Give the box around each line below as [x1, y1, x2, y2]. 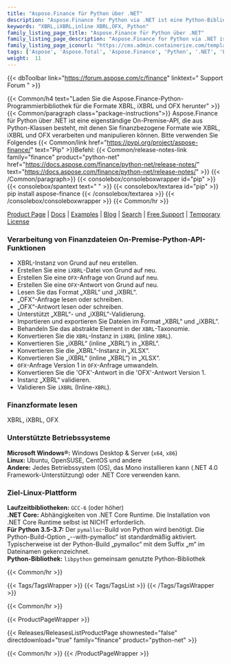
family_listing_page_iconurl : [7, 42, 94, 49]
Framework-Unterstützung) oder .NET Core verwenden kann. [7, 471, 181, 479]
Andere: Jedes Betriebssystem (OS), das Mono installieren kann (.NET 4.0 [7, 463, 218, 471]
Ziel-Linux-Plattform [7, 488, 77, 497]
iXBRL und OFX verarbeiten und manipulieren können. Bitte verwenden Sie [7, 131, 219, 139]
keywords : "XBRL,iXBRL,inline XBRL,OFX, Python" [7, 23, 149, 30]
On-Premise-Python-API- [118, 235, 206, 244]
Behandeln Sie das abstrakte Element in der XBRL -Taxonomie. [16, 325, 190, 333]
